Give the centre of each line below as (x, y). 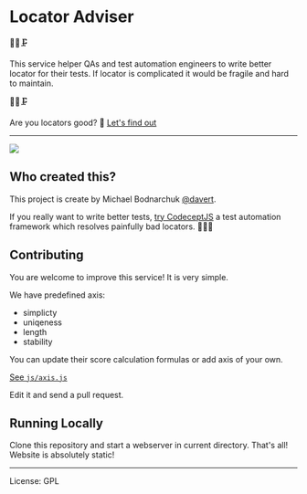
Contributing (47, 255)
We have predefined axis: (58, 295)
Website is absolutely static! (62, 455)
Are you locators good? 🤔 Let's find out (83, 122)
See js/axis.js (38, 377)
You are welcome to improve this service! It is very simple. (119, 277)
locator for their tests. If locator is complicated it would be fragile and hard (149, 73)
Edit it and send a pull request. (67, 394)
